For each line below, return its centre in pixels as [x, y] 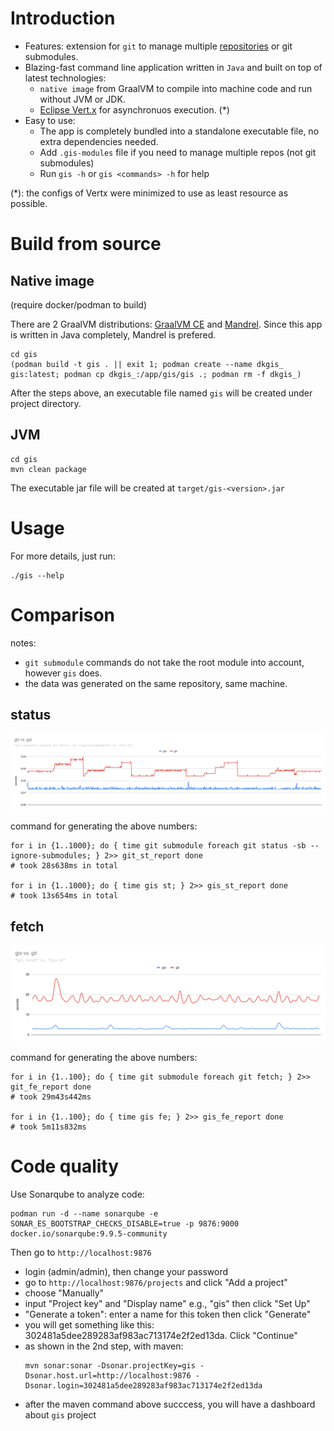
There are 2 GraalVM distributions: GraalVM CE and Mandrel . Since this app [166, 324]
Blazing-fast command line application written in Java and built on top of [173, 67]
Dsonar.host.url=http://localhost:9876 [108, 1375]
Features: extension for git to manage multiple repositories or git [158, 46]
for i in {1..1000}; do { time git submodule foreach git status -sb [158, 846]
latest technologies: [65, 78]
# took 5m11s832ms [48, 1127]
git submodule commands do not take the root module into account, [164, 662]
